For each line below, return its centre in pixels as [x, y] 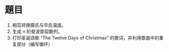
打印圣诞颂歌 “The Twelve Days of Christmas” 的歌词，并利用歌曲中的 [86, 38]
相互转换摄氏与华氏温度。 [39, 25]
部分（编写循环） [35, 44]
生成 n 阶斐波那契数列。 [37, 31]
